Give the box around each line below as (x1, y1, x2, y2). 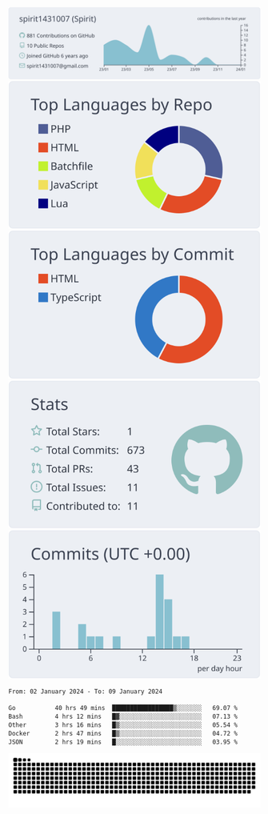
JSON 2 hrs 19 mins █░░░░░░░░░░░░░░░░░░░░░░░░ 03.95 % (8, 738, 238, 746)
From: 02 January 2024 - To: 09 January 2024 (8, 688, 162, 696)
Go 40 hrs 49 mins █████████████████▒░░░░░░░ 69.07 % (8, 704, 238, 712)
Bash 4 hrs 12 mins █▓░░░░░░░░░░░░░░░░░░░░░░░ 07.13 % (8, 712, 238, 721)
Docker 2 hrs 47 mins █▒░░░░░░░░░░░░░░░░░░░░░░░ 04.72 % (8, 729, 238, 737)
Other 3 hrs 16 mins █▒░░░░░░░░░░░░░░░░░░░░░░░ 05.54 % (8, 721, 238, 729)
